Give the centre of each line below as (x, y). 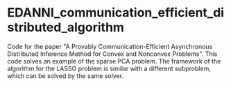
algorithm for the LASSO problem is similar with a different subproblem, (109, 68)
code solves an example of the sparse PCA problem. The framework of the (114, 61)
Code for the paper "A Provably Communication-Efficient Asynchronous (110, 46)
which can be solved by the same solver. (65, 76)
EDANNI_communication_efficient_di (115, 13)
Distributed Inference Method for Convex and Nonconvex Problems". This (112, 54)
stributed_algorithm (66, 27)
